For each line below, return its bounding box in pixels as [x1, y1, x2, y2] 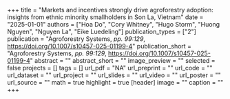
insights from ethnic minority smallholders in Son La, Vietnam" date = [7, 13, 204, 21]
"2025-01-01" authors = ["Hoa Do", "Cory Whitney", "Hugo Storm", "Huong [7, 20, 220, 28]
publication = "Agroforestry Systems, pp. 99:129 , [7, 35, 146, 43]
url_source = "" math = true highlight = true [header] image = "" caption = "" [7, 79, 224, 86]
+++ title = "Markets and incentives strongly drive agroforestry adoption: [7, 6, 213, 14]
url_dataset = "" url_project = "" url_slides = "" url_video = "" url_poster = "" [7, 71, 222, 79]
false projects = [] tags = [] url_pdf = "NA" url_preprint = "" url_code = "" [7, 64, 213, 72]
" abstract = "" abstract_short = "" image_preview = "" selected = [30, 57, 216, 64]
